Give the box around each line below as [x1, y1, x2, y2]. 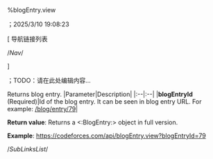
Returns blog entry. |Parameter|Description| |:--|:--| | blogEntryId [7, 90, 193, 98]
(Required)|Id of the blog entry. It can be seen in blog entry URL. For [7, 97, 202, 106]
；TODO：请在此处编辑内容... [7, 76, 92, 84]
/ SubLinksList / [7, 145, 49, 153]
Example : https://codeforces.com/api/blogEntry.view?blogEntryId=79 [7, 131, 206, 140]
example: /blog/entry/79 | [7, 105, 78, 113]
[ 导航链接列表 [7, 35, 49, 43]
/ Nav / [7, 48, 24, 57]
